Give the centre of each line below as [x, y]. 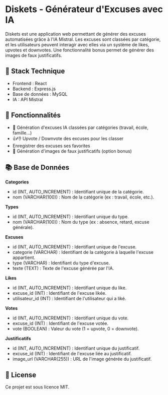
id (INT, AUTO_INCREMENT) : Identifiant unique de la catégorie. [78, 192]
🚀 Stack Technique [35, 71]
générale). [23, 227]
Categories [17, 182]
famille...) [22, 133]
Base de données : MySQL [40, 94]
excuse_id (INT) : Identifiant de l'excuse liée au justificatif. [72, 354]
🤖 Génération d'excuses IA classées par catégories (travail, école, [80, 127]
